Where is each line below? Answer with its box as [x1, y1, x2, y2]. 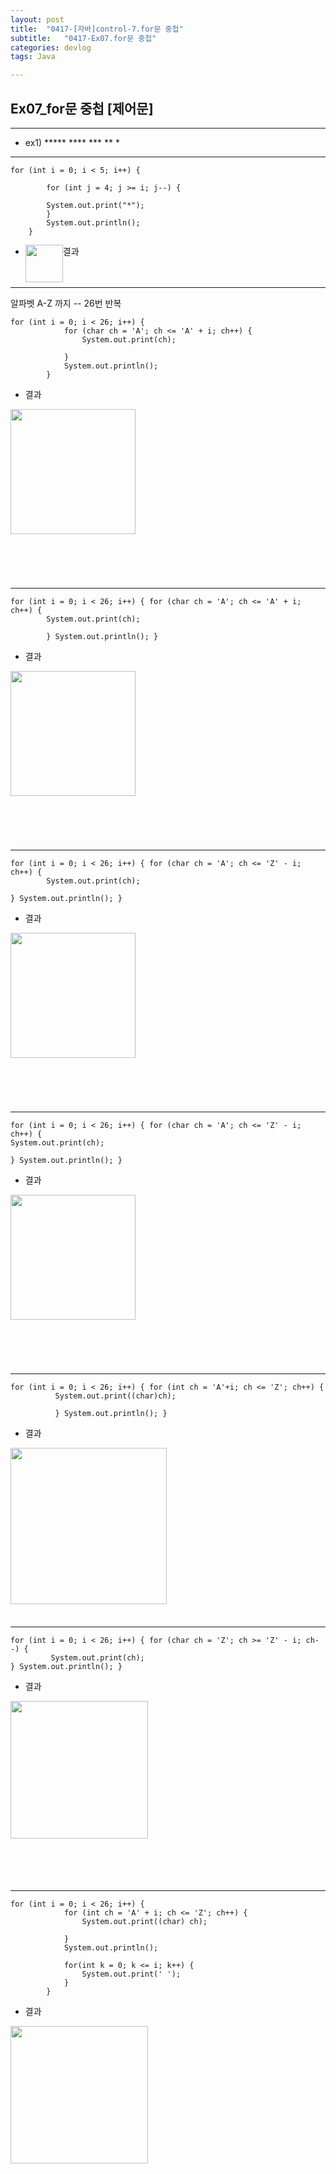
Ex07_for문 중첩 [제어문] [10, 100, 154, 117]
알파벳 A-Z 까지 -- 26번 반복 [10, 297, 122, 309]
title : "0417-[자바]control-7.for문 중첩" [10, 24, 184, 34]
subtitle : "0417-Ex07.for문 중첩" [10, 33, 157, 43]
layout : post [10, 14, 65, 25]
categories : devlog [10, 42, 92, 53]
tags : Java [10, 52, 56, 62]
